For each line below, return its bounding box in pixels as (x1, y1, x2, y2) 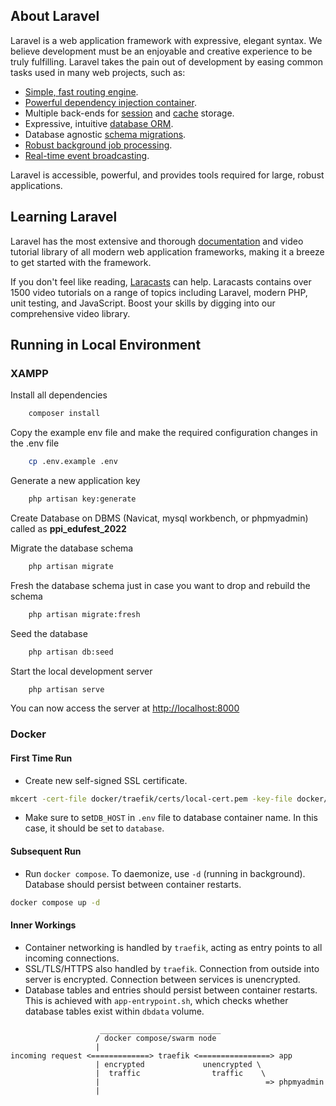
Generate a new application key (10, 475, 141, 487)
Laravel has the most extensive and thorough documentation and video (10, 235, 304, 247)
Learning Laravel (10, 209, 118, 226)
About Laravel (10, 8, 100, 25)
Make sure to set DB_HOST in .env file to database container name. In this (24, 812, 318, 824)
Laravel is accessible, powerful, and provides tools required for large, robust (10, 169, 325, 181)
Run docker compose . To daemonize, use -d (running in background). (24, 867, 306, 879)
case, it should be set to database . (24, 822, 165, 834)
